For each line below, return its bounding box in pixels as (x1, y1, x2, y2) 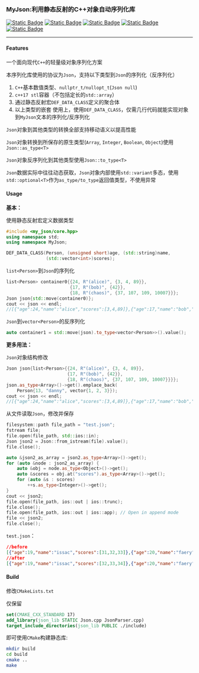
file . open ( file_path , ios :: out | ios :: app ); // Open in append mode (6, 509, 179, 516)
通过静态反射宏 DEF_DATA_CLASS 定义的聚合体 (14, 98, 120, 105)
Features (6, 44, 28, 52)
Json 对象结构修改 (6, 354, 49, 361)
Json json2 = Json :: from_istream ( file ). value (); (6, 438, 129, 444)
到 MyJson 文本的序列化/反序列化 (14, 113, 90, 120)
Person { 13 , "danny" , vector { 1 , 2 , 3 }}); (17, 387, 118, 393)
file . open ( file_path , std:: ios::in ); (6, 433, 99, 439)
